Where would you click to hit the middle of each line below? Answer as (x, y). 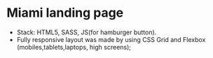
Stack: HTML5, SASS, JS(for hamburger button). (87, 32)
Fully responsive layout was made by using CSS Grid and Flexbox (111, 39)
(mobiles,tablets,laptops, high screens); (74, 47)
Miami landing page (65, 13)
